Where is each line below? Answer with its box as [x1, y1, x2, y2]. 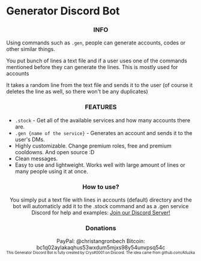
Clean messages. [14, 155, 58, 162]
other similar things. [6, 46, 56, 53]
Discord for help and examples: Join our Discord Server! [31, 209, 170, 217]
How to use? [82, 182, 119, 191]
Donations [85, 224, 116, 232]
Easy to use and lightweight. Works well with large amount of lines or [14, 161, 186, 169]
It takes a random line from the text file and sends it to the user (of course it [6, 82, 193, 89]
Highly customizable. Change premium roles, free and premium [14, 142, 172, 149]
